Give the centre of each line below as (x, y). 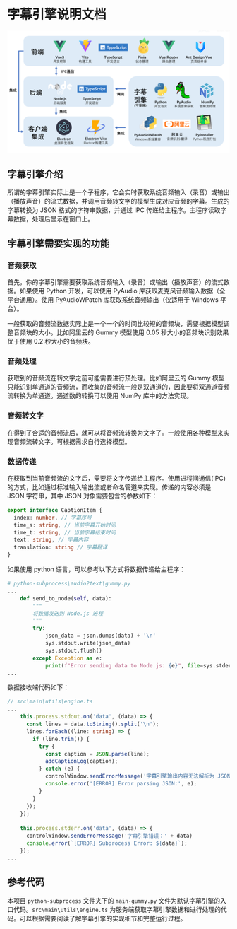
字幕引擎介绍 (35, 174)
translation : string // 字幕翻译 (61, 548)
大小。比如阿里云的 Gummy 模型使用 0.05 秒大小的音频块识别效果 (133, 332)
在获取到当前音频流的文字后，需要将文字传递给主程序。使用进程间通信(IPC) (117, 478)
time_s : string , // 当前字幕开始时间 (65, 525)
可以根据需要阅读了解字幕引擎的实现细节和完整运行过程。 (103, 918)
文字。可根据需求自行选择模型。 (84, 441)
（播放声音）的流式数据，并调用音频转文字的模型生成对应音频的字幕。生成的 (119, 201)
